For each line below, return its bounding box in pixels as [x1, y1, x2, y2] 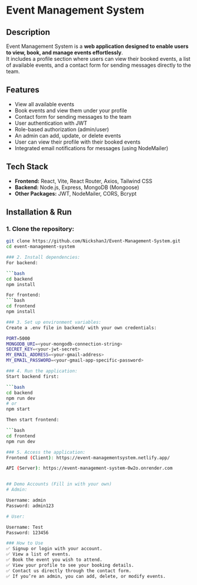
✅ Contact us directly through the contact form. [6, 568, 132, 574]
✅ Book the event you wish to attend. [6, 557, 103, 563]
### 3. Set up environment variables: [6, 319, 101, 325]
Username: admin [6, 498, 46, 503]
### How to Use [6, 540, 44, 547]
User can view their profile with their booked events [14, 138, 140, 145]
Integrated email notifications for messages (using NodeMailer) [14, 144, 169, 151]
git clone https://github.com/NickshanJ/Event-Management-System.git [6, 238, 181, 244]
